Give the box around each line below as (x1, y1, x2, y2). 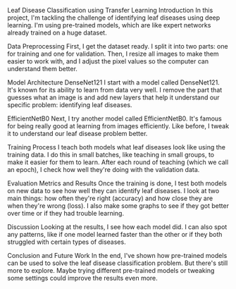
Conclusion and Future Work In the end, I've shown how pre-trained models (7, 252, 228, 259)
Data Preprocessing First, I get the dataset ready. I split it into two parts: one (7, 42, 228, 50)
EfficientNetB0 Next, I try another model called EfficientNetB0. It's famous (7, 114, 222, 123)
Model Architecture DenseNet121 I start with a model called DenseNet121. (7, 78, 220, 87)
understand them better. (7, 65, 77, 73)
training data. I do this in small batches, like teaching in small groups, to (7, 151, 215, 159)
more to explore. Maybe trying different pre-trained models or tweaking (7, 266, 215, 274)
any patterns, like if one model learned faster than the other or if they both (7, 230, 223, 238)
